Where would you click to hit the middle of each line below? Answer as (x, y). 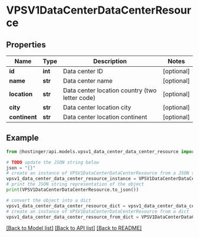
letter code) (79, 98)
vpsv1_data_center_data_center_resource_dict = (66, 206)
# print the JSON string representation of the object (75, 184)
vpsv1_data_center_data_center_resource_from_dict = (73, 217)
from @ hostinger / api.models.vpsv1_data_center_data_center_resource (92, 151)
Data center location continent (105, 117)
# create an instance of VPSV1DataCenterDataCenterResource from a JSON (98, 173)
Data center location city (97, 107)
